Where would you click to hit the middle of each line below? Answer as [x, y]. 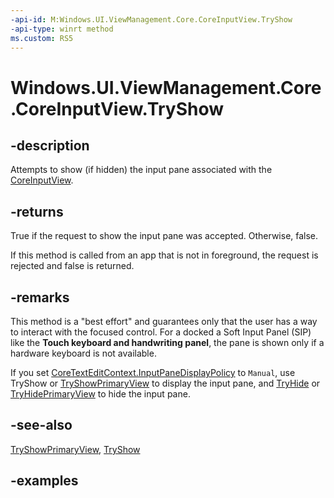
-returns [37, 211]
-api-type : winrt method [62, 29]
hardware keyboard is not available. [83, 353]
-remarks [40, 297]
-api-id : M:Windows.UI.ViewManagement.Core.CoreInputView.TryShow [151, 19]
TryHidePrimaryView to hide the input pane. [100, 394]
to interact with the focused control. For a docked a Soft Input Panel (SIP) [161, 332]
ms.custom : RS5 [42, 38]
